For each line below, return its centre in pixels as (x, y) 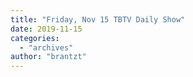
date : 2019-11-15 (46, 29)
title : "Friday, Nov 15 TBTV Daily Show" (98, 19)
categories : (35, 38)
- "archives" (46, 47)
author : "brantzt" (48, 57)
